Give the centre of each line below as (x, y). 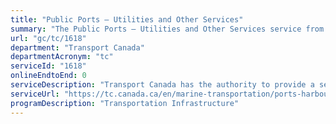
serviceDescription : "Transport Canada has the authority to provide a (162, 85)
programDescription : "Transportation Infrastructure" (125, 103)
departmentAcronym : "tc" (62, 57)
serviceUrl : (35, 94)
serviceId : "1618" (48, 66)
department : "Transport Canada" (77, 47)
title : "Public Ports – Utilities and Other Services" (127, 19)
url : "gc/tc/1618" (48, 38)
